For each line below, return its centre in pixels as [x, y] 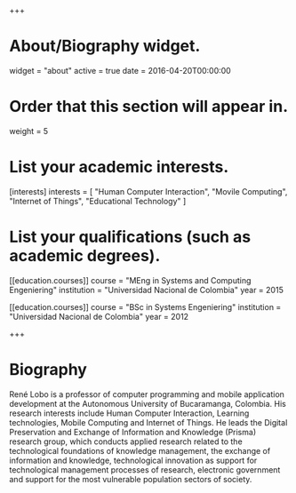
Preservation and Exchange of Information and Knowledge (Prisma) [132, 432]
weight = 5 [29, 131]
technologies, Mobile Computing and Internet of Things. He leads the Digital [148, 422]
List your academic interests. [119, 167]
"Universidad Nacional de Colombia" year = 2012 [99, 316]
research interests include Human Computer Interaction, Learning [129, 413]
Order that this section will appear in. [149, 107]
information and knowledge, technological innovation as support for [133, 460]
